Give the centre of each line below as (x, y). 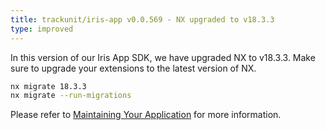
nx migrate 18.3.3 (48, 86)
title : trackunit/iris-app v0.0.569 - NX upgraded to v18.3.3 (142, 19)
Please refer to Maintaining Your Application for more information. (146, 115)
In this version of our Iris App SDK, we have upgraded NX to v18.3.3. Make (163, 57)
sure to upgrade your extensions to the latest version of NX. (133, 68)
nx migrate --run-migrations (71, 96)
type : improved (42, 29)
